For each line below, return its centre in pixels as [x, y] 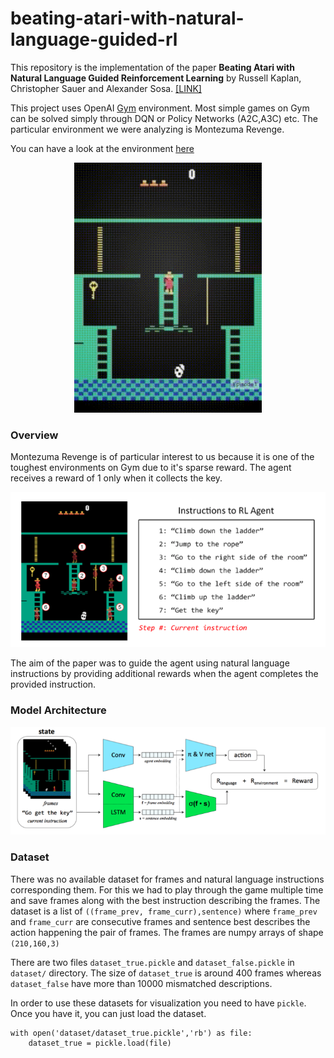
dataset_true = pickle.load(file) [100, 1043]
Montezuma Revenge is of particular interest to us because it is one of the [162, 457]
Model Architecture [58, 710]
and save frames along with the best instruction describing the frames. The [165, 900]
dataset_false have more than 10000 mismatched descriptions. [141, 983]
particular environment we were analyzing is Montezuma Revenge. [147, 129]
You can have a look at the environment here [102, 148]
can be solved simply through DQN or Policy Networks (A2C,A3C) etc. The [164, 118]
